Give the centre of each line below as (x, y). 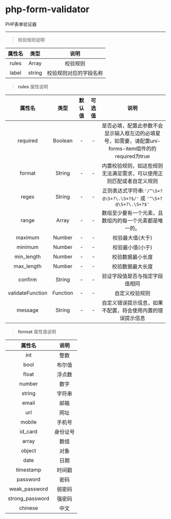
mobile (28, 422)
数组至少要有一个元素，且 (132, 213)
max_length (27, 266)
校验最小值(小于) (133, 247)
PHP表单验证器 (21, 24)
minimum (28, 247)
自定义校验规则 (132, 293)
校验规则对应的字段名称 (75, 73)
